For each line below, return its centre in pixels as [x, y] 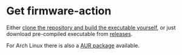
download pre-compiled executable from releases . [69, 33]
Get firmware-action [59, 11]
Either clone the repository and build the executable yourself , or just [91, 27]
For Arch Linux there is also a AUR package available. [73, 45]
